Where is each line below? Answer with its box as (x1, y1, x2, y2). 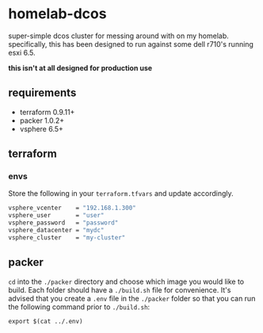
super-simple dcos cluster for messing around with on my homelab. (8, 31, 230, 40)
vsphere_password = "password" (8, 219, 119, 227)
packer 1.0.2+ (19, 116, 65, 125)
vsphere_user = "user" (8, 212, 105, 220)
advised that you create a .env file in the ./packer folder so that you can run (8, 293, 256, 303)
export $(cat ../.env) (8, 317, 83, 325)
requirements (8, 86, 77, 100)
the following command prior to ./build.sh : (8, 302, 151, 312)
